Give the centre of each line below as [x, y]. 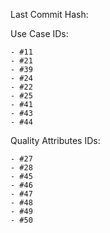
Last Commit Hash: [49, 14]
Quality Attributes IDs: [55, 140]
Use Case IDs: [39, 33]
